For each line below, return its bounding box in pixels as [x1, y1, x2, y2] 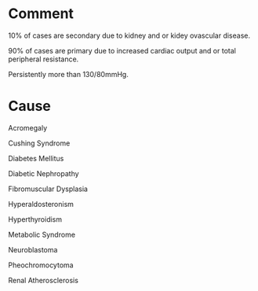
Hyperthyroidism [8, 214, 63, 224]
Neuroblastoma [8, 245, 58, 254]
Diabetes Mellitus [8, 153, 64, 163]
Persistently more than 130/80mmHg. [8, 69, 129, 79]
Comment [8, 5, 74, 23]
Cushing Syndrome [8, 138, 71, 148]
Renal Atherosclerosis [8, 275, 78, 285]
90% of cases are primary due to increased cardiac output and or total [8, 46, 237, 55]
